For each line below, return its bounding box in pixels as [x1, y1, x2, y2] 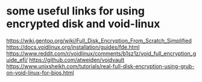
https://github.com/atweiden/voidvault [29, 56, 125, 63]
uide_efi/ [6, 56, 28, 63]
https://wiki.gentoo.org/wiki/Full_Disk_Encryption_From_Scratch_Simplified [6, 37, 192, 44]
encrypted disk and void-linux [6, 17, 160, 31]
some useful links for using [6, 4, 145, 18]
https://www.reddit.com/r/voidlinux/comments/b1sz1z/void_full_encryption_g [6, 49, 197, 57]
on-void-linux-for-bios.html [6, 69, 74, 76]
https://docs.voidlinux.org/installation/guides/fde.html [6, 43, 140, 51]
